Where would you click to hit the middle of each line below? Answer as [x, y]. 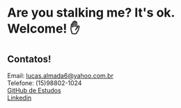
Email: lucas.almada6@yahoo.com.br [60, 75]
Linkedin [19, 98]
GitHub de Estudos [34, 90]
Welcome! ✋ [44, 29]
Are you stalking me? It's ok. [91, 13]
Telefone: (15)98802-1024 [45, 83]
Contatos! [29, 59]
